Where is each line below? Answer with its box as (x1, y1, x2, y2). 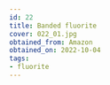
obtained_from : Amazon (9, 37, 93, 47)
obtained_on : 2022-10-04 (9, 46, 101, 55)
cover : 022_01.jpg (9, 29, 77, 38)
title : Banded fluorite (9, 21, 98, 30)
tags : (9, 54, 29, 63)
